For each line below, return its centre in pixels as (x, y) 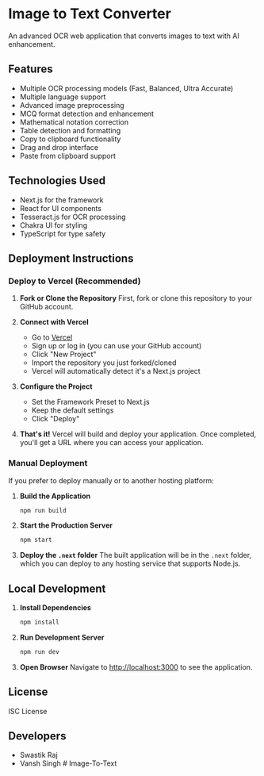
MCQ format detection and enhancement (87, 113)
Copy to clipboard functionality (70, 139)
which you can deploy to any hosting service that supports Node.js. (130, 563)
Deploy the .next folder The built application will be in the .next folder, (136, 555)
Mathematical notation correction (74, 122)
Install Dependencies (55, 608)
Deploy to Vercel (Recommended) (75, 281)
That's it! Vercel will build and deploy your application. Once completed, (138, 434)
